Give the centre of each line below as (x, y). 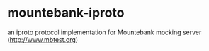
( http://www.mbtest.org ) (43, 39)
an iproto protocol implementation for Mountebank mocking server (104, 32)
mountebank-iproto (66, 13)
